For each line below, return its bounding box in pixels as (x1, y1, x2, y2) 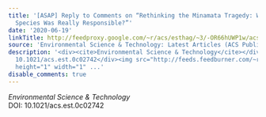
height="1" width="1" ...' (15, 63, 104, 71)
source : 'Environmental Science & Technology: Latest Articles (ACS (8, 41, 239, 49)
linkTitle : (8, 33, 44, 42)
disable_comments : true (8, 70, 87, 78)
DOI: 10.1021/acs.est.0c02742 (8, 100, 104, 110)
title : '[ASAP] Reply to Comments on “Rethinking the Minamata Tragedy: (8, 11, 253, 20)
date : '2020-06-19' (8, 26, 73, 34)
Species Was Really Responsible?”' (15, 19, 133, 27)
